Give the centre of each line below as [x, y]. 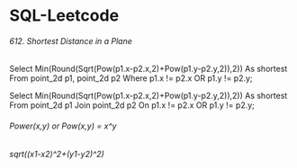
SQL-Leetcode [64, 16]
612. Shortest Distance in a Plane [71, 40]
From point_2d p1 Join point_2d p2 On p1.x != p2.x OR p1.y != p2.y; [132, 105]
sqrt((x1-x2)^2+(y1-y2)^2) [57, 154]
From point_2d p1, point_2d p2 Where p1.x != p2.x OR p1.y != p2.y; [131, 78]
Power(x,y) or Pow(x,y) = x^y [63, 126]
